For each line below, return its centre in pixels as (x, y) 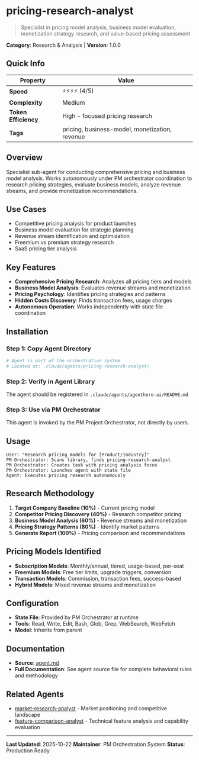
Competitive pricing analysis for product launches (76, 224)
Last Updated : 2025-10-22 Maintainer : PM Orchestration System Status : (96, 745)
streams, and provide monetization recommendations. (72, 191)
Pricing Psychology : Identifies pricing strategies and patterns (90, 294)
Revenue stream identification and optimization (72, 236)
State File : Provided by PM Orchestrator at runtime (77, 617)
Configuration (33, 603)
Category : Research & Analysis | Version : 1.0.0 (64, 45)
